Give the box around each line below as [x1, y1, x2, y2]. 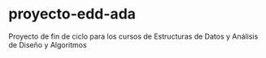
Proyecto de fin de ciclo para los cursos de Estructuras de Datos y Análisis [8, 31, 259, 41]
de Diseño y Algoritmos [8, 39, 87, 49]
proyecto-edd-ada [8, 5, 137, 23]
